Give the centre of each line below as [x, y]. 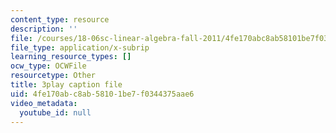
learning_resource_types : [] [71, 57]
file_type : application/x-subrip [80, 47]
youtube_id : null [55, 112]
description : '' [44, 29]
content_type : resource [60, 19]
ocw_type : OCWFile [48, 66]
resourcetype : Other [53, 76]
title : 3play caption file [66, 85]
